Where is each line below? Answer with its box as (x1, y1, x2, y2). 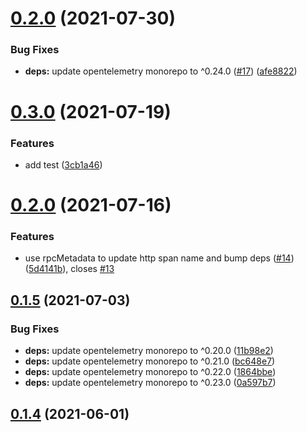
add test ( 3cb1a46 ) (24, 158, 103, 171)
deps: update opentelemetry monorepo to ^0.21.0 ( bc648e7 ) (24, 355, 276, 367)
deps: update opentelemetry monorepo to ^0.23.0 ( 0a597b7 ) (24, 377, 277, 389)
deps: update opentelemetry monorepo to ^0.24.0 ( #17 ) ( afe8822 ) (24, 65, 298, 77)
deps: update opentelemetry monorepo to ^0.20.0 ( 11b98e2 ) (24, 345, 274, 357)
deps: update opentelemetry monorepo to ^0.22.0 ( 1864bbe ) (24, 366, 277, 378)
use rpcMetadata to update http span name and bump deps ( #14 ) (24, 252, 295, 264)
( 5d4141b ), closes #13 (24, 263, 115, 275)
